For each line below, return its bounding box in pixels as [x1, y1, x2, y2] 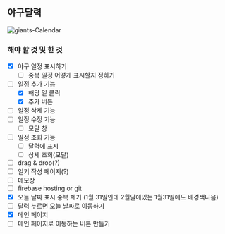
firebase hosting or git [17, 184, 83, 192]
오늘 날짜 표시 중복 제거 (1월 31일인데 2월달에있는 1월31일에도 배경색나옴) [17, 193, 219, 202]
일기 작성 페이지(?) [17, 167, 69, 175]
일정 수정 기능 [17, 115, 56, 123]
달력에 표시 [28, 142, 59, 150]
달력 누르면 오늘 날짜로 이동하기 [17, 202, 104, 210]
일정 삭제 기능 [17, 106, 56, 115]
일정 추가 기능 [17, 80, 56, 88]
